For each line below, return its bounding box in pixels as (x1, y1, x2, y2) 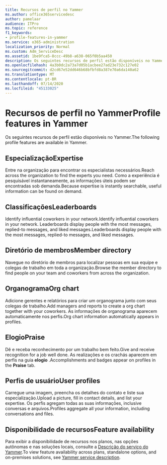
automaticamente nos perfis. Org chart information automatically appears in (5, 313, 159, 319)
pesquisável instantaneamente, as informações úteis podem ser (5, 178, 136, 184)
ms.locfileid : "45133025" (5, 86, 59, 91)
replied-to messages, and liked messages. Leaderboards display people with (5, 227, 162, 233)
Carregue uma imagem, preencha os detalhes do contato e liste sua (5, 390, 144, 396)
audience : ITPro (5, 21, 39, 26)
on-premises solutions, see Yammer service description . (5, 455, 121, 461)
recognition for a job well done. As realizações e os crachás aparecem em (5, 352, 157, 358)
